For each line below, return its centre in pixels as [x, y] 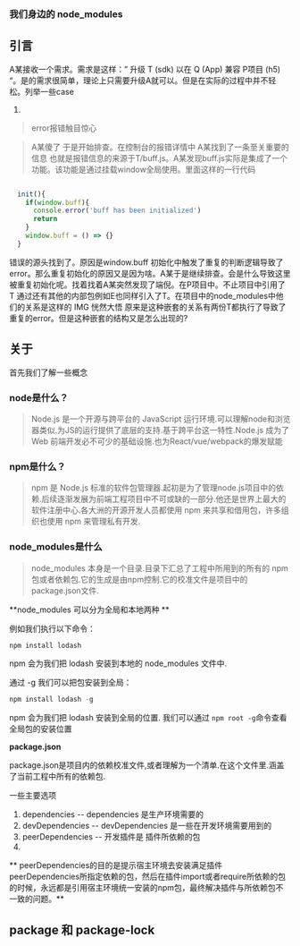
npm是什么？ [37, 466]
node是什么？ [39, 397]
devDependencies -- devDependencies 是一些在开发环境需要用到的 [147, 826]
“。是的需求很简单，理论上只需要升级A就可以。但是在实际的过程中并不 [139, 80]
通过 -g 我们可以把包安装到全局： [71, 683]
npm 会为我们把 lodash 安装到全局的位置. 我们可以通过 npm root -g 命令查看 [148, 718]
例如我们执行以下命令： [52, 628]
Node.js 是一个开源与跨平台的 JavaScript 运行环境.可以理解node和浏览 [161, 419]
